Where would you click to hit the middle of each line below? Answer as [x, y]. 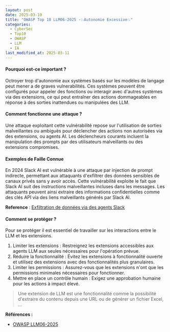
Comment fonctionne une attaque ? [44, 114]
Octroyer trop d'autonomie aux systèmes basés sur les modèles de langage [85, 80]
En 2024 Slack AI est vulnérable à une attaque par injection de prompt [79, 170]
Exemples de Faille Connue [34, 159]
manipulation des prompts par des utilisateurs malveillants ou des [74, 142]
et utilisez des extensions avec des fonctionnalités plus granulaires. [83, 262]
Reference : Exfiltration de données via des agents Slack [65, 207]
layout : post [19, 10]
